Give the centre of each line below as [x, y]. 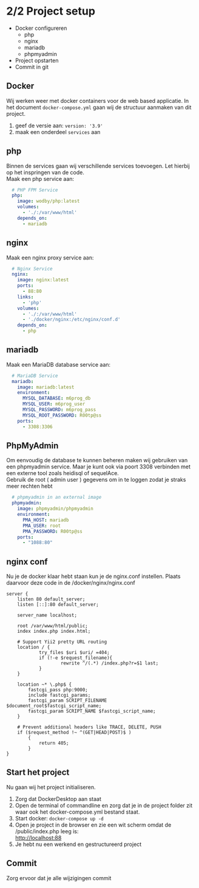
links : [25, 297]
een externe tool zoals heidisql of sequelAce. [63, 473]
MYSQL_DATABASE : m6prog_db [56, 398]
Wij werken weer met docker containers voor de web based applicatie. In [98, 100]
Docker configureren [41, 28]
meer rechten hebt [29, 486]
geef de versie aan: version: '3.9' [59, 125]
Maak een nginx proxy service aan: [50, 258]
